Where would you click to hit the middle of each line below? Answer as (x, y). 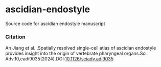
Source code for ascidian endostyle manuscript (55, 24)
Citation (15, 37)
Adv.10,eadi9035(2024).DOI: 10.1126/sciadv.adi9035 (60, 59)
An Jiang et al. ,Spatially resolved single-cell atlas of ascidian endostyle (81, 48)
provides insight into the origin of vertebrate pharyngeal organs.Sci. (77, 53)
